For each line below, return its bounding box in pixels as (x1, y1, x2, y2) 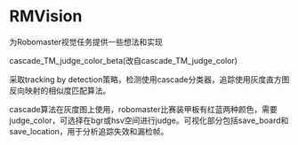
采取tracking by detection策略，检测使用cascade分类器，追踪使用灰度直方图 (9, 73, 290, 85)
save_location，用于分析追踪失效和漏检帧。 (9, 126, 169, 136)
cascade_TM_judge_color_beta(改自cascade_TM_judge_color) (9, 55, 238, 65)
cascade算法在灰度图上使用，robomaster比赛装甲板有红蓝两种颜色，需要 (9, 103, 278, 114)
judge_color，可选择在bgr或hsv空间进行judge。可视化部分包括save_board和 (9, 115, 289, 126)
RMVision (9, 6, 83, 27)
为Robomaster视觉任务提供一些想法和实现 (9, 36, 163, 47)
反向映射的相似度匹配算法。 (9, 85, 111, 95)
